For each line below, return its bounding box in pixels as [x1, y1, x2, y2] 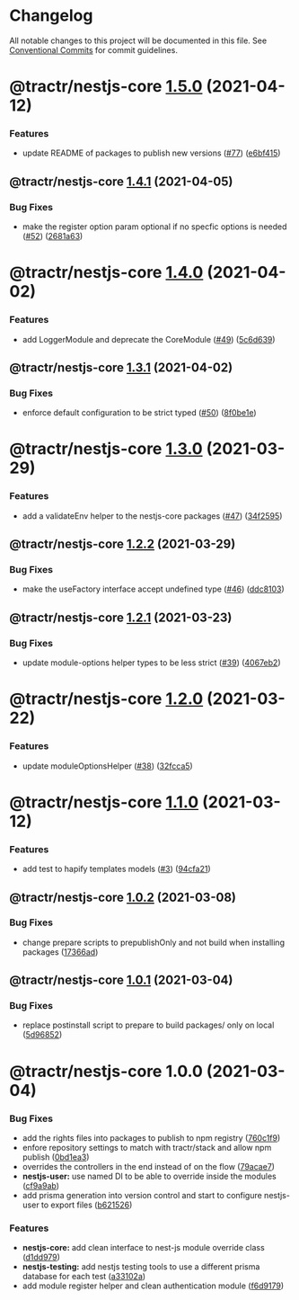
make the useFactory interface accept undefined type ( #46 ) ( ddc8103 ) [22, 583, 285, 594]
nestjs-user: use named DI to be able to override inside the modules [22, 1171, 277, 1181]
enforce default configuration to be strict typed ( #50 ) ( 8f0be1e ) [22, 407, 258, 418]
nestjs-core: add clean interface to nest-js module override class [22, 1242, 265, 1253]
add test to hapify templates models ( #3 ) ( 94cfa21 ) [22, 864, 211, 875]
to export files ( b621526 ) [40, 1199, 133, 1210]
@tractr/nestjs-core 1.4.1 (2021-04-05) [9, 174, 233, 189]
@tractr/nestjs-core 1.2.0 [9, 689, 204, 709]
